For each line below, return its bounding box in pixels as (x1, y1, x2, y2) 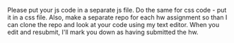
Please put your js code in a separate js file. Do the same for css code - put (7, 6, 227, 14)
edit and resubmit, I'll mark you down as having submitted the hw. (7, 28, 199, 36)
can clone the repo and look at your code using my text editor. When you (7, 21, 220, 28)
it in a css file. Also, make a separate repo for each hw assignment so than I (7, 13, 228, 21)
